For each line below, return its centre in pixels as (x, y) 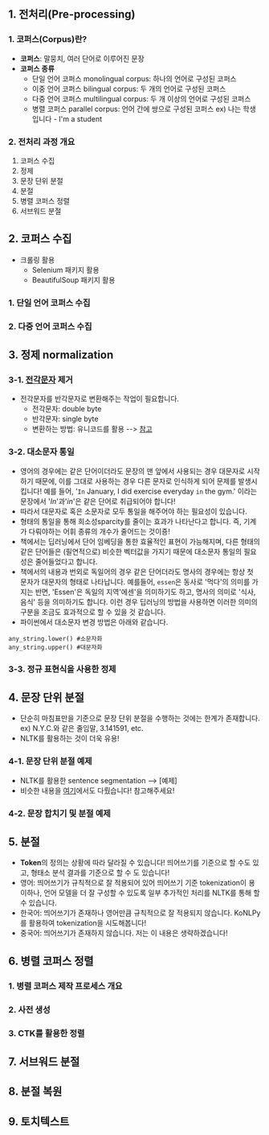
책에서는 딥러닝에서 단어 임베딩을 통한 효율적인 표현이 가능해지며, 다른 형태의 (140, 541)
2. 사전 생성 (29, 1009)
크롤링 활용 (37, 259)
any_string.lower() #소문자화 (55, 638)
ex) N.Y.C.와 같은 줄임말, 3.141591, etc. (82, 728)
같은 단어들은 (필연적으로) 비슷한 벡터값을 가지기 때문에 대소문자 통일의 (131, 551)
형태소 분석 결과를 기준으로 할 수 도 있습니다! (100, 873)
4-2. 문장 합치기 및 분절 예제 (59, 813)
